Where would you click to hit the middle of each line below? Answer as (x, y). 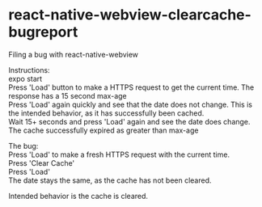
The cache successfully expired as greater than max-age (104, 130)
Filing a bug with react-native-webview (74, 54)
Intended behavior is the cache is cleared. (78, 196)
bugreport (43, 32)
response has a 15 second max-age (68, 95)
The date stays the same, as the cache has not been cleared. (110, 180)
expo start (25, 78)
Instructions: (29, 70)
